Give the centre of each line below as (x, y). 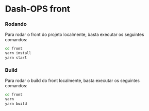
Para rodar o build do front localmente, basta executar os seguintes (72, 80)
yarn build (16, 104)
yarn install (18, 53)
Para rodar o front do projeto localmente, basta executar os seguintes (74, 34)
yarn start (16, 58)
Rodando (16, 24)
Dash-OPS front (38, 9)
